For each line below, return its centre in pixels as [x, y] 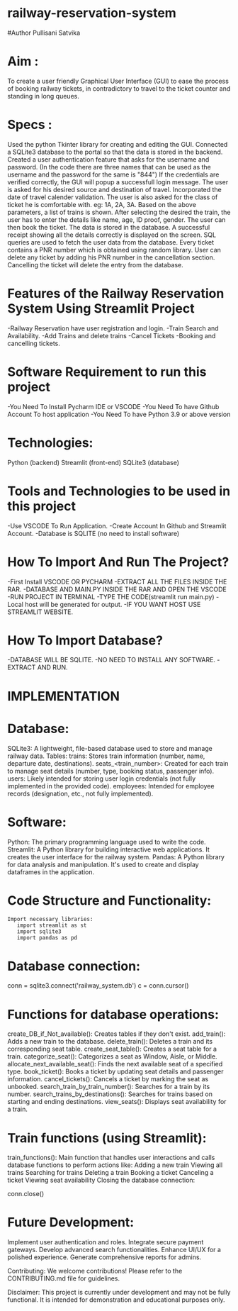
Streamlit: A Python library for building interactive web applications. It [109, 849]
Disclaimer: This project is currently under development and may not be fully [119, 1293]
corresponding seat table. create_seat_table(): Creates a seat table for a [112, 1049]
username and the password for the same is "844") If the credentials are [113, 174]
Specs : [30, 125]
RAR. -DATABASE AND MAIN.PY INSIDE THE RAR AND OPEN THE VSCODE [117, 589]
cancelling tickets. [34, 343]
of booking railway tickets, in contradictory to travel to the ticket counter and [119, 88]
